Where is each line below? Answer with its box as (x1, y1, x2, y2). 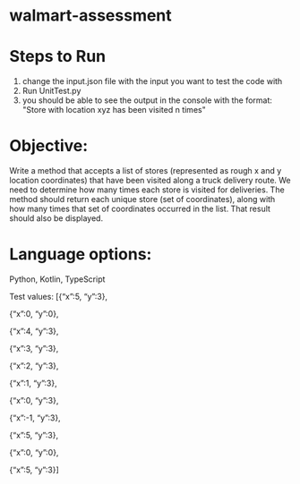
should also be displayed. (9, 213, 104, 224)
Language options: (9, 244, 152, 265)
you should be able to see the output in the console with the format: (21, 95, 273, 106)
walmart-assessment (9, 5, 172, 26)
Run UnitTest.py (21, 86, 81, 97)
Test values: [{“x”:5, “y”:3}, (9, 292, 108, 301)
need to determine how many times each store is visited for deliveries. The (9, 184, 285, 195)
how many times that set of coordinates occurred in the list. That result (9, 203, 271, 215)
